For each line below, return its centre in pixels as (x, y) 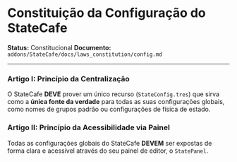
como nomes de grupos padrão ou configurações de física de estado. (109, 109)
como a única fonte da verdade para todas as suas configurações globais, (116, 102)
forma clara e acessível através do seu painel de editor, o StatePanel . (108, 151)
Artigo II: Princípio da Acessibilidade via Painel (89, 127)
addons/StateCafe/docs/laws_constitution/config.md (85, 54)
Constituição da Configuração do (107, 13)
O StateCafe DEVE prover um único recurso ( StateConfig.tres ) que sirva (114, 94)
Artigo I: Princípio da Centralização (69, 79)
